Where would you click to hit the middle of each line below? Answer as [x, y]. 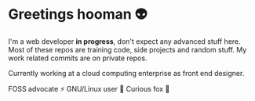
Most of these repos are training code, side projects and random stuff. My [127, 49]
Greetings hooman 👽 [78, 14]
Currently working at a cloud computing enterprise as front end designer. [126, 73]
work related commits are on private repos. [78, 58]
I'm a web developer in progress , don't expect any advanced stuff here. [124, 41]
